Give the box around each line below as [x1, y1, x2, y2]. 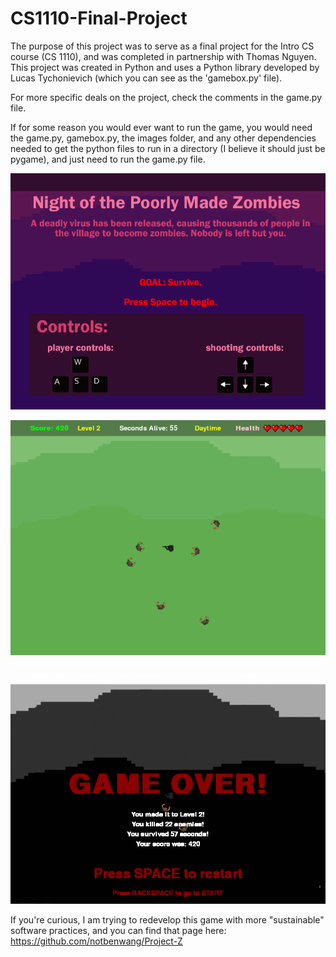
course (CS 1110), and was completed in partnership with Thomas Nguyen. [10, 50, 317, 62]
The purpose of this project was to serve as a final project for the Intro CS [10, 40, 315, 52]
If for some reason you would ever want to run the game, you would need [10, 121, 313, 133]
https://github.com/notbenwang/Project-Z [10, 935, 183, 947]
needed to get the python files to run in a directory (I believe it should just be [10, 142, 326, 154]
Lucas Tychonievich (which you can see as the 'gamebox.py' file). [10, 72, 283, 84]
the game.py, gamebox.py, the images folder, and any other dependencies [10, 132, 317, 144]
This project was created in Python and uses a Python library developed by [10, 61, 320, 73]
